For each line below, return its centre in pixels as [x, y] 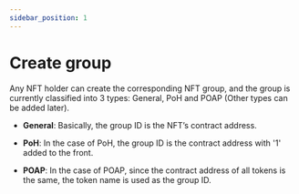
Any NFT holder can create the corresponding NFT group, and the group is [150, 88]
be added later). [40, 107]
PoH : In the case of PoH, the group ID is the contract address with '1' [152, 143]
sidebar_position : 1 [49, 18]
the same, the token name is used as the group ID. [117, 179]
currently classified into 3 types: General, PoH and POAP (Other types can [149, 97]
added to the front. [58, 152]
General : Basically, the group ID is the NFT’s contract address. [139, 125]
